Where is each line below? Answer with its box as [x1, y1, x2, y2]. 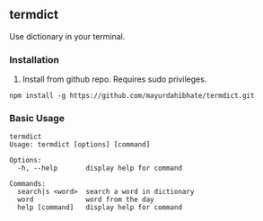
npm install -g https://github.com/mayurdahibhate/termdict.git [9, 92, 255, 101]
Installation [9, 53, 60, 66]
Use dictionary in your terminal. [9, 31, 126, 41]
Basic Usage [9, 112, 66, 125]
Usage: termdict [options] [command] [9, 140, 151, 149]
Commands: [9, 180, 47, 189]
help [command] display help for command [17, 203, 182, 212]
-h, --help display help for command [17, 164, 182, 173]
